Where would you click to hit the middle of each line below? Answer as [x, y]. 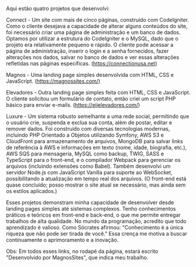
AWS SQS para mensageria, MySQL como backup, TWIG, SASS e [85, 154]
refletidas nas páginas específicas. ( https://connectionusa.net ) [82, 63]
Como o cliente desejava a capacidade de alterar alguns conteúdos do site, [97, 26]
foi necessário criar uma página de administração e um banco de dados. [93, 32]
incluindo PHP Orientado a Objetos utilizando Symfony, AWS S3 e [85, 135]
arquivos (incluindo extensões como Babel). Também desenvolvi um [88, 166]
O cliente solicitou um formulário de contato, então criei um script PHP [91, 99]
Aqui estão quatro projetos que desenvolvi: [58, 9]
